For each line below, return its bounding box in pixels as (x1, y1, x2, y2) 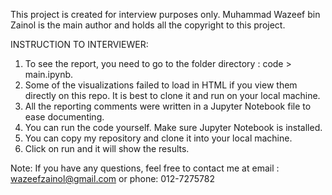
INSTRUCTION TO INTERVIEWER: (10, 39, 149, 50)
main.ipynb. (24, 69, 74, 80)
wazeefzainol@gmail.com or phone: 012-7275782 (10, 173, 215, 184)
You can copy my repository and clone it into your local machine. (24, 132, 293, 144)
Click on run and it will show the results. (24, 143, 190, 154)
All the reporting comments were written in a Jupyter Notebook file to (24, 100, 312, 112)
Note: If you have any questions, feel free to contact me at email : (10, 162, 280, 174)
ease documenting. (24, 111, 105, 123)
